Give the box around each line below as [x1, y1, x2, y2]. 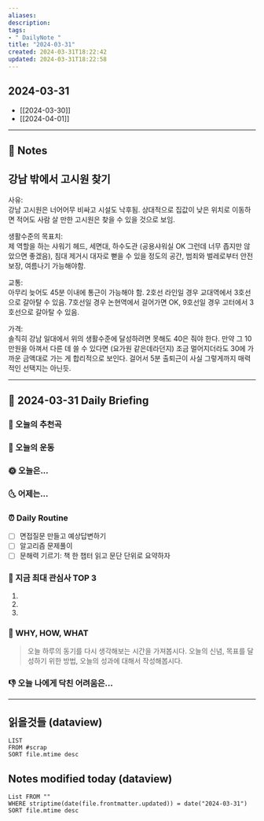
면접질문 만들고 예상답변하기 [19, 531, 107, 541]
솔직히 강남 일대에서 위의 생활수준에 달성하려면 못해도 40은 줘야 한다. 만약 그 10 [8, 334, 252, 343]
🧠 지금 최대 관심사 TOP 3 [8, 572, 97, 583]
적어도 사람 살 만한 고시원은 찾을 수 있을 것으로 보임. [16, 214, 175, 224]
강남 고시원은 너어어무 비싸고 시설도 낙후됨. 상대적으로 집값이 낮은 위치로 [8, 205, 230, 214]
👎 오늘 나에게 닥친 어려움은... [8, 678, 114, 689]
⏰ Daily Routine [8, 512, 68, 523]
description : [8, 19, 51, 27]
